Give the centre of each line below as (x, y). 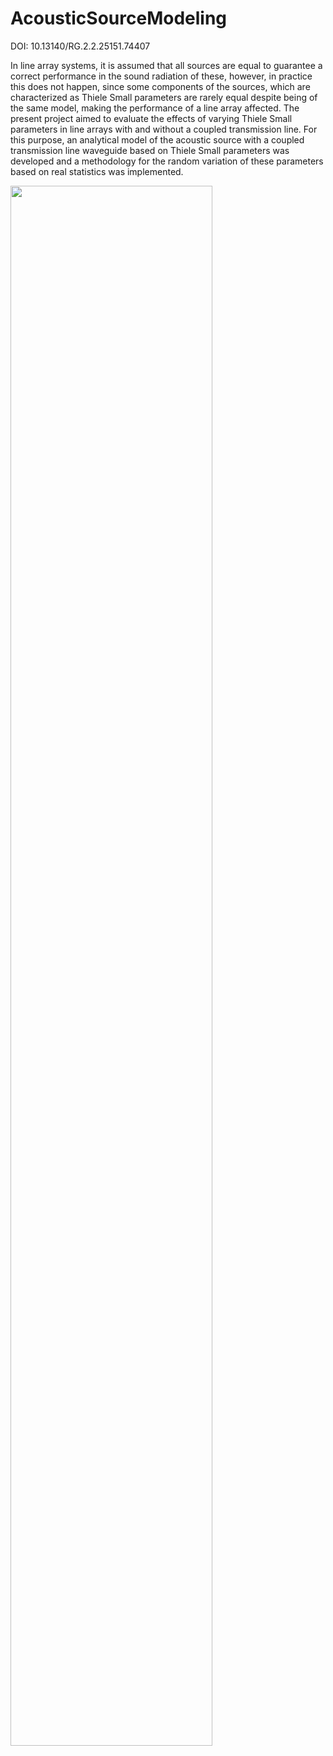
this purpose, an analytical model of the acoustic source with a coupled (157, 139)
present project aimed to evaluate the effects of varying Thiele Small (151, 118)
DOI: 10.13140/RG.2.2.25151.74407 (80, 46)
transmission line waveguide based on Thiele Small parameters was (150, 150)
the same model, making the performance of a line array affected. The (155, 108)
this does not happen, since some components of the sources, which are (160, 86)
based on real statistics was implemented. (97, 171)
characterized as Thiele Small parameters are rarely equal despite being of (164, 97)
